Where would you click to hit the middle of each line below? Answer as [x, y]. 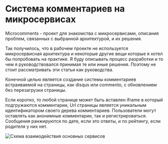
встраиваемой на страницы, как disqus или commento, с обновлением [81, 85]
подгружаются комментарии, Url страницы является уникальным [76, 105]
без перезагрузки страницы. [36, 90]
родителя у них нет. [26, 126]
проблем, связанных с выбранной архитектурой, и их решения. [74, 39]
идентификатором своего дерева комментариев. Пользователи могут [81, 110]
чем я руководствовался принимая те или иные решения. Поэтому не [81, 64]
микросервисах [41, 19]
